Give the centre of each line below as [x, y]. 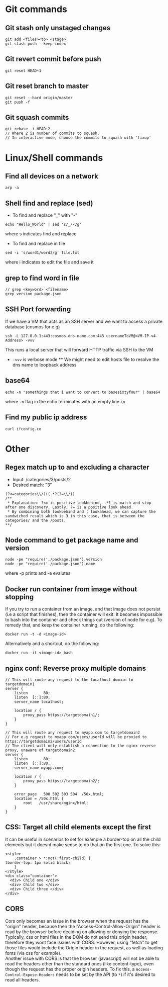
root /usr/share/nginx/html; [56, 803]
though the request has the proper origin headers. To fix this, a [70, 969]
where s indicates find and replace [41, 234]
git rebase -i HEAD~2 [28, 129]
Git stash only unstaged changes [58, 28]
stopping [20, 597]
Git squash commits [37, 117]
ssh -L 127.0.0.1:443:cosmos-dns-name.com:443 [55, 336]
